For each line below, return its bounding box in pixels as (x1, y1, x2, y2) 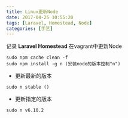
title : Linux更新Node (6, 8, 59, 15)
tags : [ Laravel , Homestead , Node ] (6, 20, 93, 26)
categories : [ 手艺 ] (6, 25, 53, 32)
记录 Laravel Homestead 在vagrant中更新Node (6, 43, 123, 50)
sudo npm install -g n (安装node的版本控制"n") (6, 61, 121, 67)
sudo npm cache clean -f (6, 55, 68, 60)
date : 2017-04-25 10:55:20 (6, 14, 74, 20)
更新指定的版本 (14, 95, 52, 102)
